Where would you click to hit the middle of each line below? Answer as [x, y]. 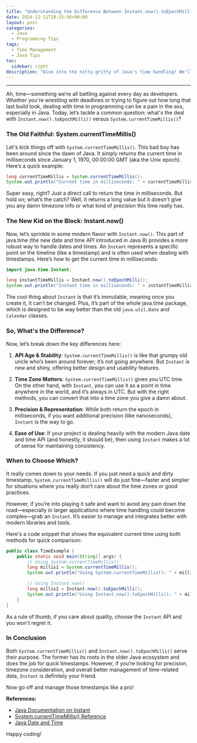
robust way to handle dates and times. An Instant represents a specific [92, 246]
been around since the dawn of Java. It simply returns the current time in [94, 153]
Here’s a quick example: [35, 166]
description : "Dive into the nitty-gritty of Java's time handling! [91, 72]
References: [21, 698]
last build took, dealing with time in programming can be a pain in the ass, [95, 106]
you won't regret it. [29, 623]
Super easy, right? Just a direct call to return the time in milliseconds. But [94, 193]
